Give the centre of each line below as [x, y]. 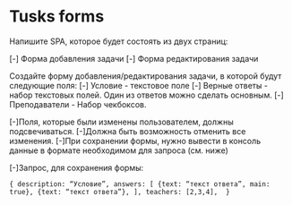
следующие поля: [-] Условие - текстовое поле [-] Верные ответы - [139, 85]
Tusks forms [57, 17]
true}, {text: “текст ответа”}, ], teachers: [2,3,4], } [120, 192]
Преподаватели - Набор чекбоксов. [78, 104]
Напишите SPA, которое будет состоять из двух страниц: [119, 41]
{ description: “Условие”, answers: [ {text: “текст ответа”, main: [140, 184]
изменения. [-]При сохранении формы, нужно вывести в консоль [135, 141]
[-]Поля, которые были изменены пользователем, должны [122, 122]
